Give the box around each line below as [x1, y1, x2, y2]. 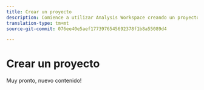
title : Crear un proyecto [6, 8, 72, 15]
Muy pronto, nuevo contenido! [6, 77, 82, 85]
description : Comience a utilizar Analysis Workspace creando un [6, 14, 175, 21]
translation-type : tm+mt [6, 20, 69, 26]
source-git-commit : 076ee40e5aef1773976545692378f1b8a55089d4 [6, 25, 167, 32]
